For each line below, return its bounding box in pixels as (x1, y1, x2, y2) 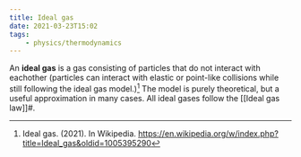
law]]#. (9, 102, 36, 113)
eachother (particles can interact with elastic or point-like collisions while (9, 73, 279, 83)
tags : (9, 30, 30, 39)
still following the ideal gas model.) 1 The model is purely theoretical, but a (9, 82, 279, 94)
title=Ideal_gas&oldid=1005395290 (21, 137, 152, 148)
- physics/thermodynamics (25, 38, 123, 48)
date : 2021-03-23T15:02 (9, 22, 99, 31)
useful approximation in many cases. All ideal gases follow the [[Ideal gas (9, 92, 280, 103)
